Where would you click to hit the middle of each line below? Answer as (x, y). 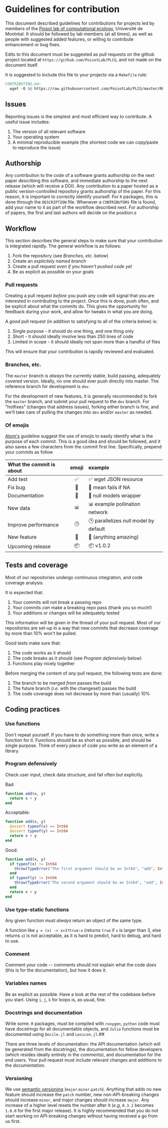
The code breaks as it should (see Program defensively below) (77, 658)
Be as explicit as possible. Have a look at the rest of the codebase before (80, 994)
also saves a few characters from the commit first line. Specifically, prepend (83, 447)
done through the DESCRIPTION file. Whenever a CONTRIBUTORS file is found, (81, 202)
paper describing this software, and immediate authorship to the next (76, 181)
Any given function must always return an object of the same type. (74, 920)
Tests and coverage (37, 565)
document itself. (22, 65)
